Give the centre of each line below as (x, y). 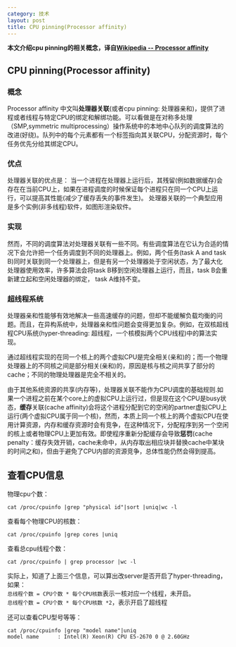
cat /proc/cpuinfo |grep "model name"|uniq (72, 630)
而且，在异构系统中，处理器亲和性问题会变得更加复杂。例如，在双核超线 (124, 324)
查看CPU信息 (36, 475)
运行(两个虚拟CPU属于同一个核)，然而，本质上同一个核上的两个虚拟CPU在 (115, 416)
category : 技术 (28, 14)
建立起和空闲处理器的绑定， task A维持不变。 (79, 278)
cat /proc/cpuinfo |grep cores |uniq (63, 534)
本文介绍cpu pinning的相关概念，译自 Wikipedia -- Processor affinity (108, 48)
